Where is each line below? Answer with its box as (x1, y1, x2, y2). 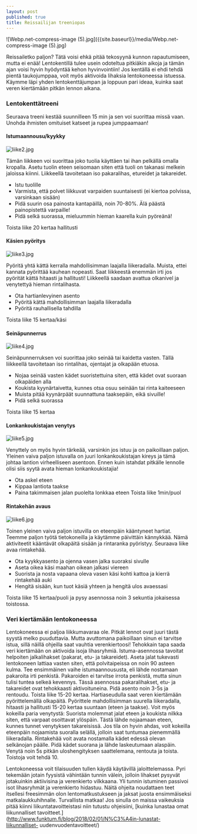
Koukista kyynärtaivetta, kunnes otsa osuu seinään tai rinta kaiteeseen (14, 385, 185, 392)
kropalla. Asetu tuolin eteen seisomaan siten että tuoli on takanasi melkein (6, 163, 185, 170)
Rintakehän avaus (6, 503, 51, 510)
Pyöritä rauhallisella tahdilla (14, 305, 81, 312)
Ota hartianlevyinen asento (14, 293, 81, 300)
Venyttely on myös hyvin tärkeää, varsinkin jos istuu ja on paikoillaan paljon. (6, 446, 190, 454)
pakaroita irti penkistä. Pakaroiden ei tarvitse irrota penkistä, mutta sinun (6, 672, 182, 679)
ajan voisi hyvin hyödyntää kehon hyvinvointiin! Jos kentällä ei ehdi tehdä (6, 66, 183, 73)
